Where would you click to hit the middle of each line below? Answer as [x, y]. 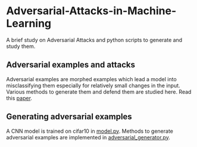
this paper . [19, 98]
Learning [29, 23]
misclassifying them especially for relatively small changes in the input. [93, 85]
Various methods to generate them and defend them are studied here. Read [99, 92]
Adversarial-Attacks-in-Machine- [91, 11]
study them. [21, 46]
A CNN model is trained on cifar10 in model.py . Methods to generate [90, 131]
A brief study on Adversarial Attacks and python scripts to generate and [94, 40]
